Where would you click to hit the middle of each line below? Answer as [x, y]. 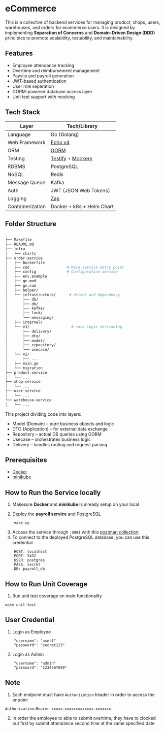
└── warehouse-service [28, 400]
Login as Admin [28, 654]
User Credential [30, 620]
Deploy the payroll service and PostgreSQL [56, 514]
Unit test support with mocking [44, 97]
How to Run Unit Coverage [46, 584]
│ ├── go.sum [21, 286]
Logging [17, 199]
